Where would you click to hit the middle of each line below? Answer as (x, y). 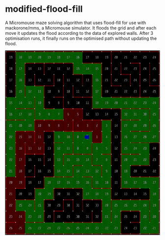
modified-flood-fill (44, 9)
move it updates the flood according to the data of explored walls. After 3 (79, 33)
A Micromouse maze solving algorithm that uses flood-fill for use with (76, 23)
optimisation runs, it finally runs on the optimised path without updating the (81, 38)
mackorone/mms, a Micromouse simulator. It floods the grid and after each (81, 28)
